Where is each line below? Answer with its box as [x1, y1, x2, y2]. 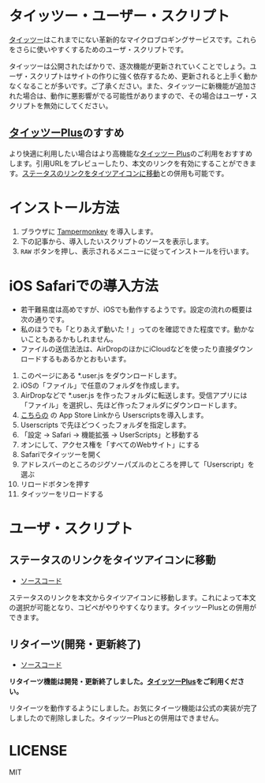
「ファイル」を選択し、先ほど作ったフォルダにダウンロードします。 [20, 400, 241, 410]
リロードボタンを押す [20, 479, 90, 489]
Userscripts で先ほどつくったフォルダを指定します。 [20, 420, 191, 429]
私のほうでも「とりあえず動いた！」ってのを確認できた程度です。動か [20, 324, 248, 334]
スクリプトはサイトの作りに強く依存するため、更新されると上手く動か [29, 71, 258, 81]
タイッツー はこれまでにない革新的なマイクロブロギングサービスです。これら [9, 35, 257, 44]
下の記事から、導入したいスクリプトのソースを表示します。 [20, 236, 214, 245]
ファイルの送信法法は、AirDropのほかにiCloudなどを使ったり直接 [20, 344, 233, 354]
